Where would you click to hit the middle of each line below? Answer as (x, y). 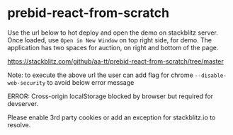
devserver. (23, 103)
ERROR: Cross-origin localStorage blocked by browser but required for (110, 96)
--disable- (210, 76)
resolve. (19, 124)
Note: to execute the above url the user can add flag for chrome (100, 75)
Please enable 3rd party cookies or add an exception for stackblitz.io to (112, 117)
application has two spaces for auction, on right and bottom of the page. (113, 47)
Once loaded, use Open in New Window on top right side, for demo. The (110, 40)
